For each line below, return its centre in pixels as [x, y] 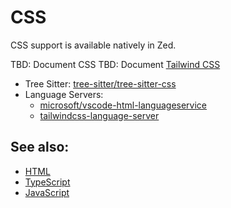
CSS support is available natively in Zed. [93, 45]
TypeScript [47, 182]
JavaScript [47, 192]
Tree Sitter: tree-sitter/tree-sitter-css [100, 83]
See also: [40, 147]
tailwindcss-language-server [99, 115]
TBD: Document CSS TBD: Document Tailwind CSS [115, 64]
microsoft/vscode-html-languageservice [123, 105]
